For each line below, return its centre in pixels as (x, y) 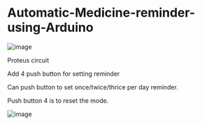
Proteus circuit (28, 60)
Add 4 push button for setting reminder (64, 74)
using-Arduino (50, 27)
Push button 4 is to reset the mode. (58, 100)
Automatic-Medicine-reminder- (101, 13)
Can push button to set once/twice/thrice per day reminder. (93, 87)
